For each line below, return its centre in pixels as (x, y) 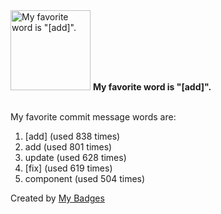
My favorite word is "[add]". (152, 87)
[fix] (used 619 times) (68, 168)
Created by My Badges (57, 198)
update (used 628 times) (75, 157)
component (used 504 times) (85, 178)
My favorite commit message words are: (93, 117)
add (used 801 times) (68, 147)
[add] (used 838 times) (72, 136)
